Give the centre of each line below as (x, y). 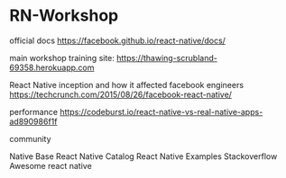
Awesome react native (51, 165)
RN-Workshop (64, 16)
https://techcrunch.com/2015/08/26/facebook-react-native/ (121, 94)
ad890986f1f (33, 121)
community (30, 138)
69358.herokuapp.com (52, 67)
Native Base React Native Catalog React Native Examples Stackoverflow (143, 156)
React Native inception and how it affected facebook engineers (127, 85)
